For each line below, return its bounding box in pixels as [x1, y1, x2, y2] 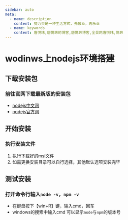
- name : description [9, 16, 52, 21]
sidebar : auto [5, 7, 34, 12]
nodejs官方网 [12, 108, 39, 114]
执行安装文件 [5, 140, 36, 147]
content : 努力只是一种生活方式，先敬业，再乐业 [14, 21, 100, 26]
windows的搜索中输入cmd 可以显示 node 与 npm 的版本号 [12, 209, 121, 215]
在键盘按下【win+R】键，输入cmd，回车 [12, 203, 95, 209]
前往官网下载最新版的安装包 [5, 90, 71, 97]
